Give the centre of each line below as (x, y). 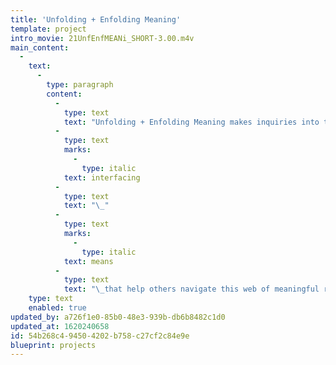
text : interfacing (102, 177)
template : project (48, 29)
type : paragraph (80, 85)
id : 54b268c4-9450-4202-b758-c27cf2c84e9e (100, 336)
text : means (88, 261)
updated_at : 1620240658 (60, 326)
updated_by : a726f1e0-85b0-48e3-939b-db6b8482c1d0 (118, 317)
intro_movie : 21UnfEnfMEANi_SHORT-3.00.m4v (102, 38)
